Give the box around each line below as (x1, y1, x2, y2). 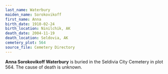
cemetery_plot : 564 (5, 40, 46, 45)
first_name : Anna (5, 17, 42, 22)
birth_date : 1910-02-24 (5, 21, 55, 27)
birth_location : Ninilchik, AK (5, 26, 71, 31)
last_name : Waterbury (5, 7, 51, 13)
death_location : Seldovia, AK (5, 36, 69, 41)
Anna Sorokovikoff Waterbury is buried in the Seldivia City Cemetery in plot (5, 58, 163, 64)
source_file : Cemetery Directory (5, 45, 75, 50)
